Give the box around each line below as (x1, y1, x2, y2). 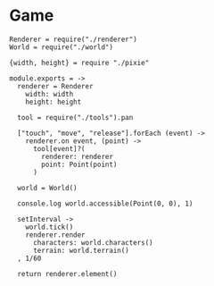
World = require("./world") (9, 42, 114, 52)
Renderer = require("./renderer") (9, 35, 138, 44)
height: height (25, 97, 82, 106)
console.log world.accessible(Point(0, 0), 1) (17, 198, 193, 208)
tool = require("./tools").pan (17, 113, 134, 122)
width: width (25, 89, 74, 98)
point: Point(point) (41, 160, 118, 169)
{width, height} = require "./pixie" (9, 58, 150, 67)
